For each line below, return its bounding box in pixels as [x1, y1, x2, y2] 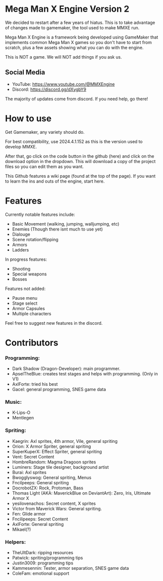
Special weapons [12, 271, 47, 277]
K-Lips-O [12, 410, 31, 415]
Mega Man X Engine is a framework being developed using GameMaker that [5, 34, 159, 40]
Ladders [12, 247, 29, 252]
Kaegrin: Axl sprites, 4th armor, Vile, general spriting [12, 438, 118, 444]
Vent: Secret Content [12, 454, 55, 459]
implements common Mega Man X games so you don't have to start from [5, 39, 152, 45]
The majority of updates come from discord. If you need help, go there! [5, 96, 148, 102]
